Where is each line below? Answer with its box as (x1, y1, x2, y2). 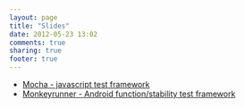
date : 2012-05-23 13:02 (9, 29, 98, 38)
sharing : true (9, 46, 63, 55)
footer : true (9, 54, 58, 63)
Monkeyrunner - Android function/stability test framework (21, 88, 236, 99)
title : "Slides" (9, 21, 70, 30)
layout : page (9, 12, 58, 22)
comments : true (9, 37, 66, 47)
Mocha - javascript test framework (21, 79, 150, 89)
